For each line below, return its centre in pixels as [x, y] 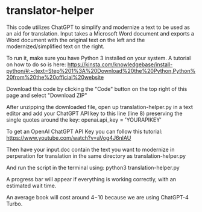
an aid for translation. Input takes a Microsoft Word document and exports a [100, 33]
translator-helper [50, 11]
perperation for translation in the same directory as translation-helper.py [96, 156]
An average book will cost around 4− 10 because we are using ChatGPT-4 [97, 197]
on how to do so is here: [36, 64]
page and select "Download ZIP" [47, 95]
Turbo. [14, 204]
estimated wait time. [31, 185]
